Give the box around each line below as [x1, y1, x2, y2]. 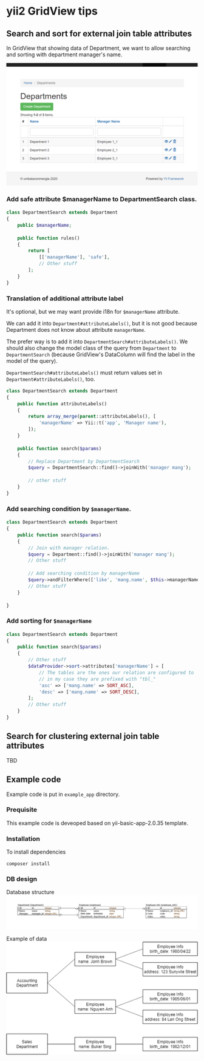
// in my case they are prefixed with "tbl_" [38, 676, 156, 682]
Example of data [6, 935, 47, 942]
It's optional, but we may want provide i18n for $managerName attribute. [6, 308, 180, 315]
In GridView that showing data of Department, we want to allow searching [6, 44, 191, 52]
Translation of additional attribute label [6, 294, 123, 303]
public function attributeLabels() [17, 400, 107, 407]
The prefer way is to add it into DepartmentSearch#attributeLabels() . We [6, 338, 188, 345]
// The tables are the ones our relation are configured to [38, 669, 194, 676]
